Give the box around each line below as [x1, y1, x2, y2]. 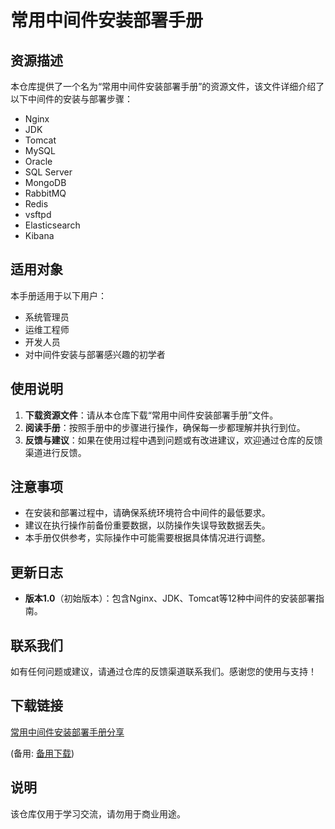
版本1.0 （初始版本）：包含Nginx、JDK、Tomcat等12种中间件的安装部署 [24, 592, 316, 605]
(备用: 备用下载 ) [10, 747, 75, 759]
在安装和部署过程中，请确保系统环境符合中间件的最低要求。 [24, 507, 271, 519]
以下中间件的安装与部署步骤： [10, 93, 133, 105]
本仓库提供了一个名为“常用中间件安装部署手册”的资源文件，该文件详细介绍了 [10, 81, 325, 92]
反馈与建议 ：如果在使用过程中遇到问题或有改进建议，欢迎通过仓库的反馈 [24, 434, 323, 446]
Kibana [24, 230, 55, 241]
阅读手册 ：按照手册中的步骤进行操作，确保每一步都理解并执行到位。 [24, 421, 306, 433]
